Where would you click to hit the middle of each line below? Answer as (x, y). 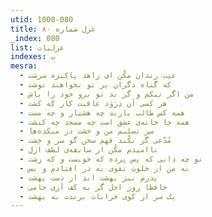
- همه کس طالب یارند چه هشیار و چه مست (102, 112)
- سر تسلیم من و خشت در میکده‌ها (87, 131)
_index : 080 (35, 38)
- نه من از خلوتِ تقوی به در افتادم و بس (104, 168)
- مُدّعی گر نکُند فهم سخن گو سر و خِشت (95, 141)
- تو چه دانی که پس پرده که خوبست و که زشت (111, 159)
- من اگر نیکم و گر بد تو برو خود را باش (107, 94)
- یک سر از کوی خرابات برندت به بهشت (98, 196)
